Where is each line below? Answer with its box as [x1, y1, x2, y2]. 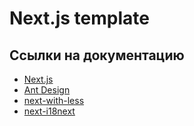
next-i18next [23, 105, 76, 117]
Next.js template [9, 7, 150, 30]
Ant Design [23, 84, 71, 96]
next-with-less [23, 95, 85, 106]
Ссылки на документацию [9, 47, 185, 64]
